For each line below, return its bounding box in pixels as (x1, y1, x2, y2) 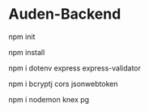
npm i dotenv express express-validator (8, 62, 142, 73)
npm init (8, 32, 36, 41)
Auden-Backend (8, 5, 121, 24)
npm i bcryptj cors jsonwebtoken (8, 79, 118, 88)
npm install (8, 47, 45, 57)
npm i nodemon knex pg (8, 94, 90, 104)
